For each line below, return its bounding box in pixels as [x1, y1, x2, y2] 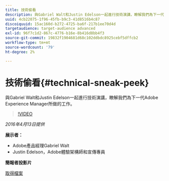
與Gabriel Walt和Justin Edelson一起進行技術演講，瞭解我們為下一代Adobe [5, 95, 158, 101]
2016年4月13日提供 [5, 121, 45, 127]
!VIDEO [17, 111, 33, 117]
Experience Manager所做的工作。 [5, 101, 75, 107]
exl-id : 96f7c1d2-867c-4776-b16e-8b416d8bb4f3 [5, 31, 105, 36]
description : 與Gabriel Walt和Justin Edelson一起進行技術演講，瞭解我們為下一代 [5, 12, 164, 17]
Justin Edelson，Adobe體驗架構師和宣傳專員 [12, 149, 106, 155]
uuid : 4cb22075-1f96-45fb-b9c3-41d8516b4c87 [5, 17, 100, 22]
